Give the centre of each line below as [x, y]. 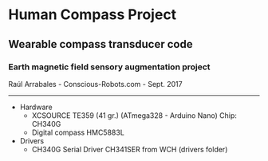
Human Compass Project [93, 15]
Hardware [36, 107]
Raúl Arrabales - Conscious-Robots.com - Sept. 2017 [95, 84]
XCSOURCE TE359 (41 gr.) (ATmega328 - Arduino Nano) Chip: [134, 115]
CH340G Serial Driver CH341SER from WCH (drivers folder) [130, 149]
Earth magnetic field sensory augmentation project [109, 67]
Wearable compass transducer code [100, 44]
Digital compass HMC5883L [78, 132]
